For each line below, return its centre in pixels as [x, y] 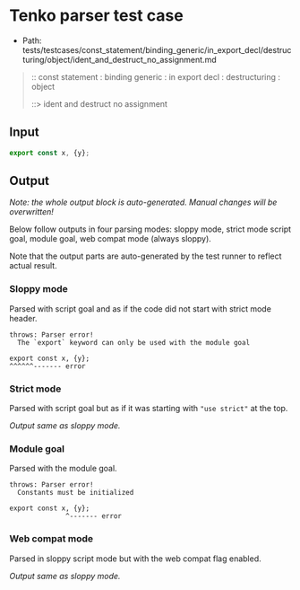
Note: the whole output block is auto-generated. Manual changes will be [143, 202]
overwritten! [31, 212]
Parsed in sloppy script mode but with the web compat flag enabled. [135, 559]
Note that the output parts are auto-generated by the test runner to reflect [146, 256]
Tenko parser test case [96, 16]
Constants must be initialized [76, 493]
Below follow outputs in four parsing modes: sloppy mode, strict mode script [150, 229]
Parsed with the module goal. [64, 469]
